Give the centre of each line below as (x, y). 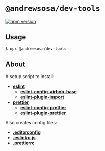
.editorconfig (27, 132)
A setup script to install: (30, 77)
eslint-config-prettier (43, 108)
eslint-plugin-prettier (43, 113)
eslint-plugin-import (42, 97)
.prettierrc (23, 143)
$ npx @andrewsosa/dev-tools (36, 49)
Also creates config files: (31, 123)
